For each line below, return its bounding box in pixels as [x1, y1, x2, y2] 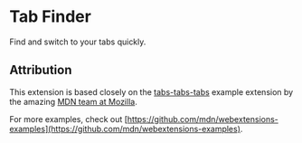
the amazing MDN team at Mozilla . [9, 96, 137, 107]
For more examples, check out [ [9, 113, 128, 124]
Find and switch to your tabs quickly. [9, 36, 146, 47]
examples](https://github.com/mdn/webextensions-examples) [9, 123, 241, 134]
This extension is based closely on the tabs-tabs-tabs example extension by [9, 86, 294, 97]
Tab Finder [9, 6, 92, 27]
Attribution [9, 62, 72, 78]
